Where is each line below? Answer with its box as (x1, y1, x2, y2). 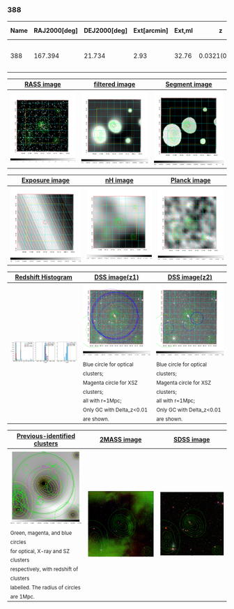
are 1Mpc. (10, 593, 35, 600)
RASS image (24, 80, 61, 89)
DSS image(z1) (94, 273, 139, 281)
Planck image (170, 176, 211, 184)
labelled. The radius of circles (10, 584, 81, 591)
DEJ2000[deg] (83, 27, 127, 35)
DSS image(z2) (167, 273, 212, 281)
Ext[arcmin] (133, 27, 169, 35)
